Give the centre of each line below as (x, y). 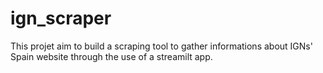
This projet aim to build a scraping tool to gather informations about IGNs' (161, 46)
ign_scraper (61, 18)
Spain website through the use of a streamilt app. (111, 56)
